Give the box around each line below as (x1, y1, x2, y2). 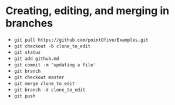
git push (14, 93, 36, 99)
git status (14, 49, 41, 55)
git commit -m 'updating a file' (14, 62, 96, 68)
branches (5, 16, 53, 30)
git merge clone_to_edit (14, 80, 75, 86)
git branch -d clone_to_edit (14, 87, 86, 93)
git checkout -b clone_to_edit (14, 43, 91, 49)
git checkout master (14, 74, 65, 80)
